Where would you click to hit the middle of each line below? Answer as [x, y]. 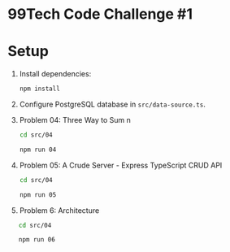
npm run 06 [37, 240]
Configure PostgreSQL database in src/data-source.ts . [113, 104]
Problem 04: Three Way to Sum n [75, 120]
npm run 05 [38, 195]
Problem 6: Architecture [59, 210]
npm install [39, 89]
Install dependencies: [55, 74]
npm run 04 [38, 150]
